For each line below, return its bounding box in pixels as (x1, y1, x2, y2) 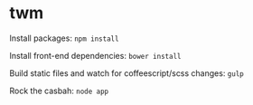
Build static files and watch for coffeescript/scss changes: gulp (9, 67, 244, 79)
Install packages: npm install (9, 33, 119, 43)
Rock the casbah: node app (9, 85, 109, 96)
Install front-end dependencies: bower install (9, 50, 182, 61)
